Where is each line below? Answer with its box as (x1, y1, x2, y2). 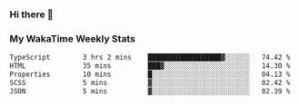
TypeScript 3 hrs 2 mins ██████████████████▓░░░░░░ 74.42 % (9, 53, 291, 62)
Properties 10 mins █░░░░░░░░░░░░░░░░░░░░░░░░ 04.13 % (9, 70, 291, 79)
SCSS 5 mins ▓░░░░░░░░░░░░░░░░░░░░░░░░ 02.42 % (9, 78, 291, 87)
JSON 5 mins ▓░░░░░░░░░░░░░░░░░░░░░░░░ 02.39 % (9, 86, 291, 96)
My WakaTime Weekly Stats (9, 32, 136, 44)
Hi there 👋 (9, 8, 55, 21)
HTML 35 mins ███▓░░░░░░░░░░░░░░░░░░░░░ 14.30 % (9, 62, 291, 71)
